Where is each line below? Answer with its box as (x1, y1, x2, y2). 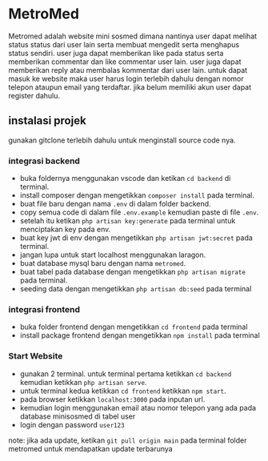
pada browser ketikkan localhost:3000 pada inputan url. (19, 394, 206, 404)
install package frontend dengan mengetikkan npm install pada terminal (19, 331, 260, 340)
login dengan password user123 (19, 419, 126, 429)
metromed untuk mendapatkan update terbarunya (8, 443, 174, 453)
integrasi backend (8, 155, 80, 166)
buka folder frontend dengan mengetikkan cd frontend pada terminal (19, 322, 248, 332)
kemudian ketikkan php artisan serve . (19, 377, 147, 387)
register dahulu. (8, 90, 61, 100)
